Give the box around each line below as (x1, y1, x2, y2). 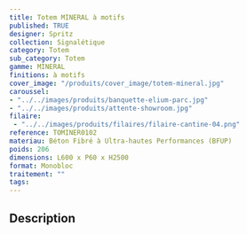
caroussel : (9, 87, 50, 96)
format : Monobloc (9, 161, 74, 170)
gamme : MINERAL (9, 63, 66, 72)
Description (9, 210, 76, 226)
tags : (9, 178, 29, 187)
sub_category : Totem (9, 54, 86, 63)
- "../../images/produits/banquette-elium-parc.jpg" (9, 95, 209, 105)
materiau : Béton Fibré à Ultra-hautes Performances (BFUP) (9, 136, 233, 145)
